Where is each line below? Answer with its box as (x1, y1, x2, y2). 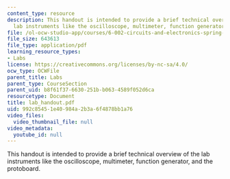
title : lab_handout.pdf (7, 99, 75, 106)
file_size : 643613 (7, 36, 60, 43)
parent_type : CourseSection (7, 80, 88, 87)
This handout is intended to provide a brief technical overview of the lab (7, 150, 210, 158)
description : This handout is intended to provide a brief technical (7, 16, 210, 23)
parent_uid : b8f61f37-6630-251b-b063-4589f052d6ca (7, 86, 155, 93)
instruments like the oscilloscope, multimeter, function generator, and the (7, 157, 214, 165)
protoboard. (7, 165, 41, 173)
